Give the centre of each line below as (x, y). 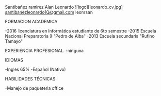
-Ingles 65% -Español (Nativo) (35, 69)
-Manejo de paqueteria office (34, 88)
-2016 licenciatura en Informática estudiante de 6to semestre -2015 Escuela (81, 31)
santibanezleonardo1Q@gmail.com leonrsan (49, 12)
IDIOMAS (14, 60)
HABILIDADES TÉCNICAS (30, 79)
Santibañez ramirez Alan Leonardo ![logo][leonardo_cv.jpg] (64, 7)
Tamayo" (14, 41)
